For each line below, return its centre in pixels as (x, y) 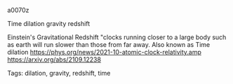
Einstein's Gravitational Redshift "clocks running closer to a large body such (117, 37)
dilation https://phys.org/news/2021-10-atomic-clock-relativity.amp (104, 52)
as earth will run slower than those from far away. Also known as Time (109, 44)
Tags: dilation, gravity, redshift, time (59, 73)
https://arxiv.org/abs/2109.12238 (54, 59)
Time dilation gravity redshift (49, 23)
